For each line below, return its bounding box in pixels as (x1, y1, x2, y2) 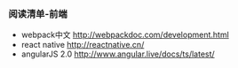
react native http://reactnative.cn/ (20, 40, 145, 50)
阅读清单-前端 (8, 7, 67, 19)
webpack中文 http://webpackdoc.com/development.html (20, 29, 230, 41)
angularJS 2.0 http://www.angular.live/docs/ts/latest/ (20, 49, 215, 59)
